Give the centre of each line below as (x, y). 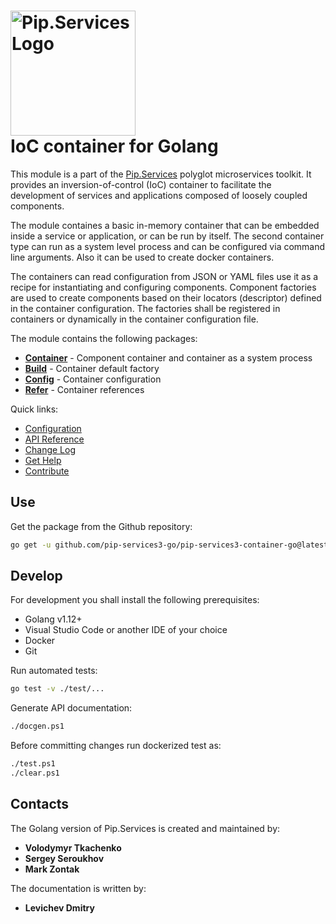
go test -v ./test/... (57, 689)
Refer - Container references (84, 389)
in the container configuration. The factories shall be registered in (145, 308)
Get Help (43, 460)
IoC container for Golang (114, 146)
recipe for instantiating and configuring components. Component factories (163, 287)
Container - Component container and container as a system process (168, 357)
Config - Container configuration (93, 379)
